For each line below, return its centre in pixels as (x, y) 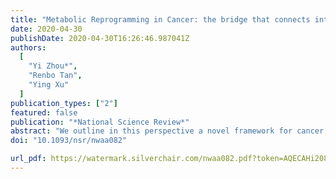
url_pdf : (28, 159)
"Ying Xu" (49, 85)
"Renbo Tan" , (55, 76)
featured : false (44, 112)
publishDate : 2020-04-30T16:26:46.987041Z (100, 38)
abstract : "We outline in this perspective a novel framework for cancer (167, 131)
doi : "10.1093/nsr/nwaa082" (69, 141)
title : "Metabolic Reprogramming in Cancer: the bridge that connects (160, 19)
